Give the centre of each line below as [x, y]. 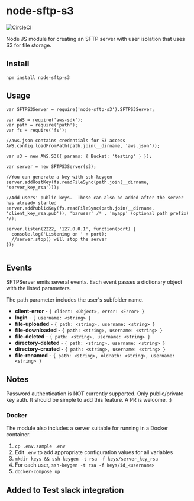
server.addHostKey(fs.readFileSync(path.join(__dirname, [78, 182]
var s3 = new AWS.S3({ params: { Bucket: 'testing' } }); [79, 156]
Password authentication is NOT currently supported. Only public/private [95, 394]
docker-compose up [37, 472]
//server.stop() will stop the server [59, 239]
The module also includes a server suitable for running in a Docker [87, 428]
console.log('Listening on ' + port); [59, 234]
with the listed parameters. [39, 288]
